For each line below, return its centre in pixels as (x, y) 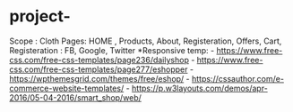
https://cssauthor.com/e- (238, 78)
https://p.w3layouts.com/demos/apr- (200, 88)
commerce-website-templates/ (67, 88)
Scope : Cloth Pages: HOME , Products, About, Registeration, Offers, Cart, (146, 41)
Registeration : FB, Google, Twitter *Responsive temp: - (112, 50)
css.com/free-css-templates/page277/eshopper (99, 69)
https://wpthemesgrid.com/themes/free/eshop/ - (99, 78)
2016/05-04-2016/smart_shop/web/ (75, 97)
